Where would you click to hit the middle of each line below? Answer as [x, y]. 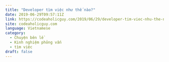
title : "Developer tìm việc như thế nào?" [50, 10]
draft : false [19, 51]
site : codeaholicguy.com [31, 24]
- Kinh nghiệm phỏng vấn [36, 42]
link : [11, 19]
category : [16, 33]
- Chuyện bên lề [27, 38]
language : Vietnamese [28, 28]
